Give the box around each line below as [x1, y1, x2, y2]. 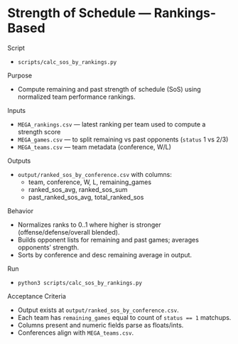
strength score [17, 127, 61, 136]
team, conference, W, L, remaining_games [28, 178, 151, 186]
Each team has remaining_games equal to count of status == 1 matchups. [17, 313, 232, 321]
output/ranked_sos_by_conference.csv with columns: [17, 170, 172, 178]
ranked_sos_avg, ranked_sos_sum [28, 185, 128, 193]
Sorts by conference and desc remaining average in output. [17, 250, 193, 259]
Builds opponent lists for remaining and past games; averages [17, 235, 199, 244]
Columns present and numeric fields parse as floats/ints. [17, 321, 184, 329]
